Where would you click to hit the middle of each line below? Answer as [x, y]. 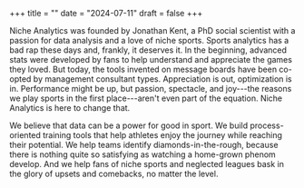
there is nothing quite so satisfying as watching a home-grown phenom [143, 154]
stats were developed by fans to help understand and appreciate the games [151, 59]
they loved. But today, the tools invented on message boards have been [143, 69]
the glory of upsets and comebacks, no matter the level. [114, 173]
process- [266, 125]
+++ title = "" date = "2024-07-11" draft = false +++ [106, 13]
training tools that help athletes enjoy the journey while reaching [162, 135]
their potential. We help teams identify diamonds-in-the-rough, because [144, 145]
